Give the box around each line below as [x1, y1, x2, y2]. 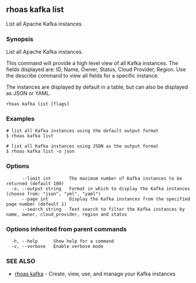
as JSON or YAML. [6, 90, 51, 97]
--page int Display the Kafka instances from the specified [21, 196, 191, 202]
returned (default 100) [6, 180, 65, 187]
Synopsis [6, 35, 33, 43]
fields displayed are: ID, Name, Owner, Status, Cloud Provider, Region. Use [6, 66, 186, 73]
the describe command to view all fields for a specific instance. [6, 72, 160, 79]
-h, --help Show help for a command [11, 238, 114, 244]
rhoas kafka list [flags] [6, 101, 69, 107]
